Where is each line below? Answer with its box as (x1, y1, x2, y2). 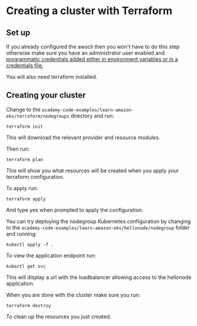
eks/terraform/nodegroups (6, 113, 69, 119)
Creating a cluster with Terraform (6, 4, 172, 18)
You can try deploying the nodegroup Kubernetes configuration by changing (6, 218, 191, 225)
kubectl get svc (6, 263, 46, 269)
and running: (6, 230, 37, 237)
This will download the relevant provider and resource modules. (6, 134, 161, 141)
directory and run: (70, 112, 115, 119)
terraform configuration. (6, 173, 65, 180)
